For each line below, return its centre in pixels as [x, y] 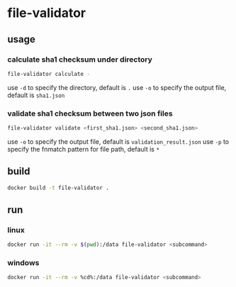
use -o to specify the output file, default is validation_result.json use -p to [118, 141]
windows [23, 263]
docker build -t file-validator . [58, 188]
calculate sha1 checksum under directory [80, 60]
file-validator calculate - [49, 74]
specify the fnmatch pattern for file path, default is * [83, 149]
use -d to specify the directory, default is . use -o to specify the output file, [117, 87]
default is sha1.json [36, 95]
